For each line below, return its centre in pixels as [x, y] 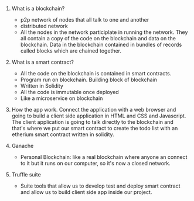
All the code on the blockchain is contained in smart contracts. [96, 73]
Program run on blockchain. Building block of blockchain [89, 79]
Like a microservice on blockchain [62, 98]
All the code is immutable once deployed [69, 92]
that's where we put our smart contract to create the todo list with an [95, 128]
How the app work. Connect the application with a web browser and [94, 110]
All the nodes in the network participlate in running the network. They [104, 32]
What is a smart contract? [43, 62]
